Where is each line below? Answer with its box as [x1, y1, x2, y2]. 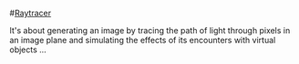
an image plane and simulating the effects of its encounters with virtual [9, 35, 276, 45]
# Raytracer [9, 8, 52, 18]
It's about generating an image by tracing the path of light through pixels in [9, 25, 291, 35]
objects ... [9, 44, 47, 55]
